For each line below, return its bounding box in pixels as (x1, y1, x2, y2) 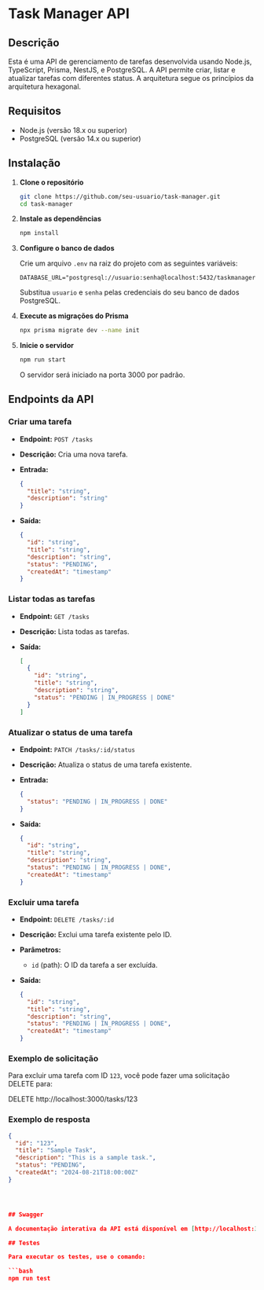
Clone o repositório (19, 178, 84, 187)
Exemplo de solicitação (8, 1054, 99, 1064)
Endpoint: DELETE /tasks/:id (19, 914, 115, 924)
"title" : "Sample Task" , (15, 1146, 97, 1155)
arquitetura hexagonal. (8, 82, 81, 91)
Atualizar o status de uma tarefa (8, 727, 134, 738)
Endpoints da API (8, 393, 94, 406)
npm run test (8, 1274, 51, 1283)
